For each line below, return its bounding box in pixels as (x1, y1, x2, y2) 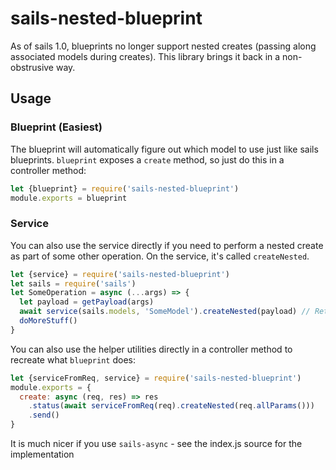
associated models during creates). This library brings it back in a (10, 50, 281, 62)
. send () (28, 410, 60, 421)
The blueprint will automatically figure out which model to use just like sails (10, 143, 319, 155)
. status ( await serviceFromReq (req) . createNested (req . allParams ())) (28, 401, 315, 411)
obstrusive (10, 61, 55, 73)
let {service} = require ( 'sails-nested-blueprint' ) (10, 269, 230, 279)
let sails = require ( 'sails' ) (10, 278, 137, 289)
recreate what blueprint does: (10, 353, 136, 366)
